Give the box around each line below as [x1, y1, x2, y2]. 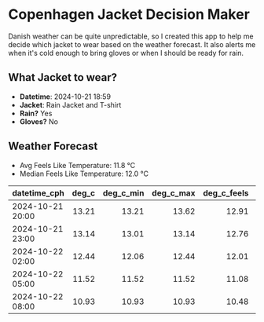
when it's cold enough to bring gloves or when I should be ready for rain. [8, 48, 244, 57]
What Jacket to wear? [8, 71, 118, 84]
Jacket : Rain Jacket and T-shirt [19, 100, 122, 109]
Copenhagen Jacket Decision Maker [8, 5, 250, 24]
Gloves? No [19, 116, 59, 126]
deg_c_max [152, 187, 196, 198]
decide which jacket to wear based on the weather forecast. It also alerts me [8, 39, 256, 49]
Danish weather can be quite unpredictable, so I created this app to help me [8, 31, 254, 41]
